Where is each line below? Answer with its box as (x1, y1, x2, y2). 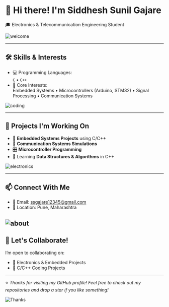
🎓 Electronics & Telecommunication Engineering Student (5, 21, 125, 27)
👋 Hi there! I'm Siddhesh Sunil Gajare (5, 5, 162, 16)
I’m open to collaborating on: (5, 250, 65, 256)
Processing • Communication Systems (12, 93, 93, 99)
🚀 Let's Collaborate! (5, 236, 69, 245)
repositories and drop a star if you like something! (5, 287, 109, 293)
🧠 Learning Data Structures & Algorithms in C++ (12, 153, 115, 159)
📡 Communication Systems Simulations (12, 141, 97, 147)
